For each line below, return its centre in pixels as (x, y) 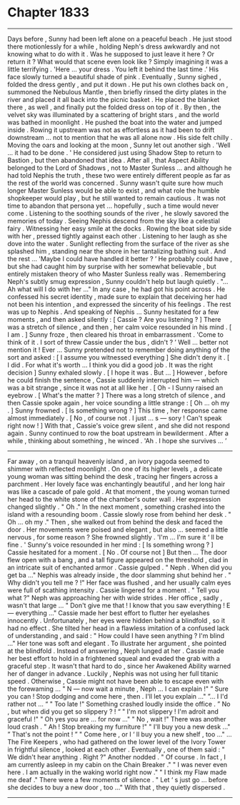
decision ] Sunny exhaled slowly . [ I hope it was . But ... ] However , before (117, 373)
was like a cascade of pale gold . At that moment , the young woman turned (119, 491)
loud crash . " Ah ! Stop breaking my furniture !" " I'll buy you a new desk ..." (119, 726)
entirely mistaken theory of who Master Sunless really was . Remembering (117, 274)
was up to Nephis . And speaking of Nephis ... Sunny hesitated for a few (113, 312)
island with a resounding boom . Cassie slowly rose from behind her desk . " (119, 514)
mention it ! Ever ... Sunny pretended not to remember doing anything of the (119, 350)
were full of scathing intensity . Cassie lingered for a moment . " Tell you (114, 590)
